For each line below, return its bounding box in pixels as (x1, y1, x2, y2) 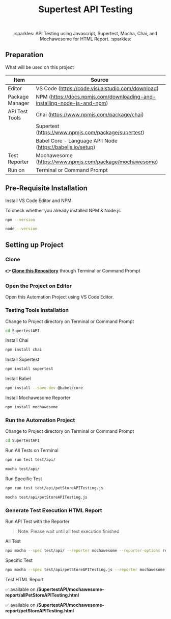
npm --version (5, 217, 36, 222)
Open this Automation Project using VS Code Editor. (5, 294, 114, 300)
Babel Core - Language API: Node (36, 137, 118, 144)
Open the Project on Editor (5, 282, 72, 289)
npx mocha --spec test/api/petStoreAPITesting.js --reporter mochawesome (5, 567, 165, 572)
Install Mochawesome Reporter (5, 394, 71, 401)
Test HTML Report (5, 576, 44, 582)
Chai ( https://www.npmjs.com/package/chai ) (36, 111, 144, 118)
